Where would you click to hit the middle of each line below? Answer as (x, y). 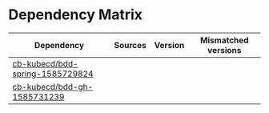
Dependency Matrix (75, 15)
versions (225, 50)
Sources (130, 45)
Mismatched (225, 40)
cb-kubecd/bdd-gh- (53, 87)
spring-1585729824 (53, 74)
